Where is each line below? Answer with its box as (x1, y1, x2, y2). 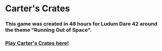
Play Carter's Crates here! (5, 40, 69, 47)
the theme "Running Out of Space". (5, 26, 92, 33)
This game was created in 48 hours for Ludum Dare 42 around (5, 21, 158, 27)
